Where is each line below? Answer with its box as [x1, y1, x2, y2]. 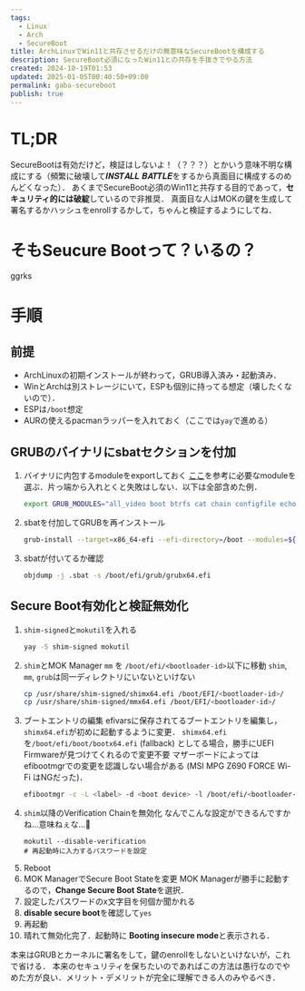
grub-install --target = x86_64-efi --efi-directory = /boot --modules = [23, 535, 289, 545]
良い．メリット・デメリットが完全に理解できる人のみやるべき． [41, 972, 280, 983]
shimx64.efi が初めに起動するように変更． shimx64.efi [23, 727, 228, 738]
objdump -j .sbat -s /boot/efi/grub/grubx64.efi [23, 571, 212, 580]
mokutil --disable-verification [23, 837, 146, 847]
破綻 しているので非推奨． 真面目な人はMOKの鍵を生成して [73, 193, 293, 204]
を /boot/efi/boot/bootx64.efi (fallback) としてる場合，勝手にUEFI [23, 738, 275, 749]
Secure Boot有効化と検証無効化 [10, 598, 189, 613]
